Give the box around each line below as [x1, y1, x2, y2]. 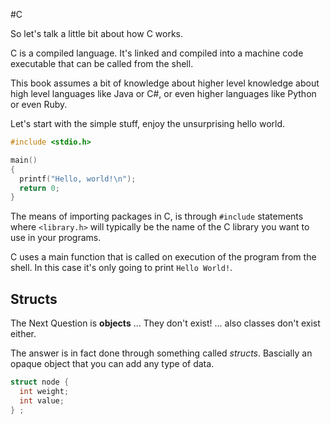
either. [10, 328, 37, 340]
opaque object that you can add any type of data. [10, 358, 215, 370]
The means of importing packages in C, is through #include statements [10, 210, 304, 223]
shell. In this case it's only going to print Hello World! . [10, 262, 233, 274]
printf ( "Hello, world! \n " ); [19, 174, 137, 184]
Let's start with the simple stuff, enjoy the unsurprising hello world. [10, 118, 286, 129]
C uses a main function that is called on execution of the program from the [10, 251, 317, 263]
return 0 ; [19, 183, 60, 193]
